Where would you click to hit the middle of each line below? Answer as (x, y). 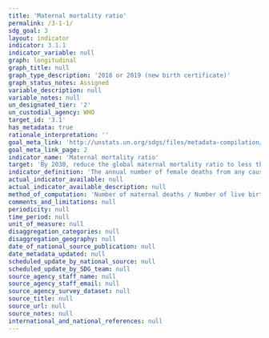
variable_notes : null (44, 98)
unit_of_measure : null (46, 224)
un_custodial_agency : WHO (51, 113)
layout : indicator (39, 38)
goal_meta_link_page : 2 (48, 150)
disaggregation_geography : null (62, 239)
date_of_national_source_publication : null (82, 247)
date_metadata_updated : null (57, 254)
